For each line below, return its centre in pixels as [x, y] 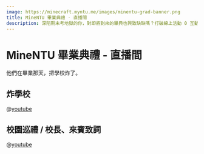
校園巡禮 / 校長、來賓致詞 [54, 129]
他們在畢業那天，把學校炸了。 [43, 73]
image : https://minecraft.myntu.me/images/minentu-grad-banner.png [93, 12]
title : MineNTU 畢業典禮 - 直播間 [47, 18]
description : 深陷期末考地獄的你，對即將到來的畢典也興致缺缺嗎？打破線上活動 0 [97, 23]
